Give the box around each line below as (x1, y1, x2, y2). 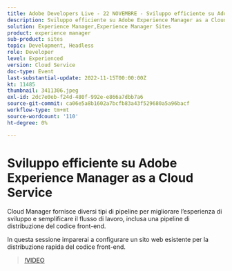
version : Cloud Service (7, 62, 76, 68)
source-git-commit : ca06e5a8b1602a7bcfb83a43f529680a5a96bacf (7, 100, 190, 107)
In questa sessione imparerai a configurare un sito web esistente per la (7, 236, 209, 244)
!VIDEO (23, 256, 45, 265)
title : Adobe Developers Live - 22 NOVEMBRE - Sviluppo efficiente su (7, 10, 215, 17)
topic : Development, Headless (7, 42, 95, 49)
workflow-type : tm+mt (7, 106, 70, 113)
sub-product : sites (7, 36, 64, 43)
